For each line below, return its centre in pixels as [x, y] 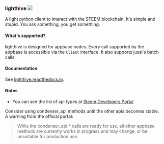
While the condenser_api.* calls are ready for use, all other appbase [86, 126]
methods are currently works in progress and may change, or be [82, 131]
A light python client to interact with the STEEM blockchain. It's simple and [80, 19]
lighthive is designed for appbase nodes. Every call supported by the [75, 46]
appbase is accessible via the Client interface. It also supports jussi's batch [82, 52]
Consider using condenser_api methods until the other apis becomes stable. [82, 111]
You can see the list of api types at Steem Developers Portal [73, 102]
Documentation [21, 69]
